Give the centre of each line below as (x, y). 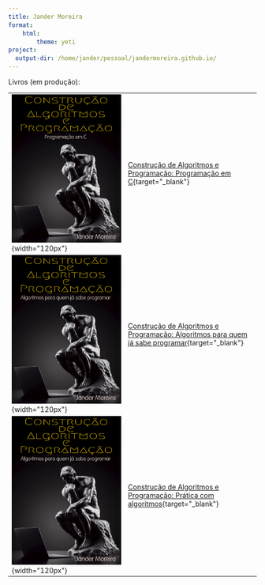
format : (21, 25)
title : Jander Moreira (45, 17)
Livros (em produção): (44, 82)
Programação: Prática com (171, 495)
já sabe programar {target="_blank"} (186, 343)
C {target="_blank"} (159, 182)
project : (22, 50)
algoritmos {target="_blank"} (173, 504)
